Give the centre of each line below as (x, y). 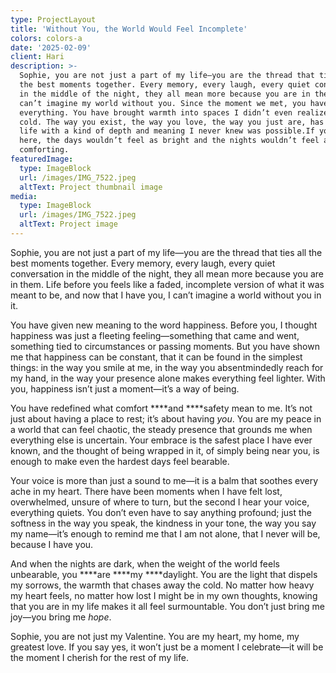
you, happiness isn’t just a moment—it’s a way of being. (125, 388)
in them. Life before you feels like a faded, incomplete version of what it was (167, 284)
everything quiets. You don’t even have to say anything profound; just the (161, 512)
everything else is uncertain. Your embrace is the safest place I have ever (161, 440)
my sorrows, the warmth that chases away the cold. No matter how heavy (162, 585)
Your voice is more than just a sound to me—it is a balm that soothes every (164, 480)
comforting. (44, 150)
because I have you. (52, 544)
